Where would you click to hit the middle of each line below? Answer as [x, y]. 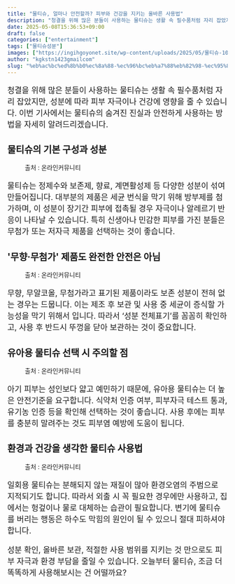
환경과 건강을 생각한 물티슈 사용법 [75, 448]
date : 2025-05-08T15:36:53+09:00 [56, 27]
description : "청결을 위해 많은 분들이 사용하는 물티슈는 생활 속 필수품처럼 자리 [110, 20]
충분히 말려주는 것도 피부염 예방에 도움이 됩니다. [100, 423]
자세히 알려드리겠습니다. [66, 124]
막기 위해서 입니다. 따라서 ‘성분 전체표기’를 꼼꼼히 [117, 316]
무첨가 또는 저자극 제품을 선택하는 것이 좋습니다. [91, 232]
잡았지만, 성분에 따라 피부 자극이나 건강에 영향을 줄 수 [110, 101]
